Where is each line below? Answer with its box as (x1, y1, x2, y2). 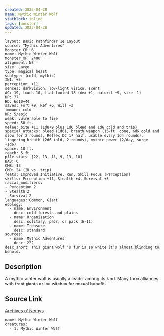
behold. (5, 249, 21, 254)
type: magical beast (5, 69, 48, 74)
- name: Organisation (9, 215, 54, 220)
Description (5, 262, 42, 271)
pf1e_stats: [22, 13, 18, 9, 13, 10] (5, 155, 82, 160)
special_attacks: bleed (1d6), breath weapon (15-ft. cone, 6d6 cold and (5, 129, 160, 134)
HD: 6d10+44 (5, 99, 29, 104)
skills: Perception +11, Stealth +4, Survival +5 (5, 176, 109, 181)
